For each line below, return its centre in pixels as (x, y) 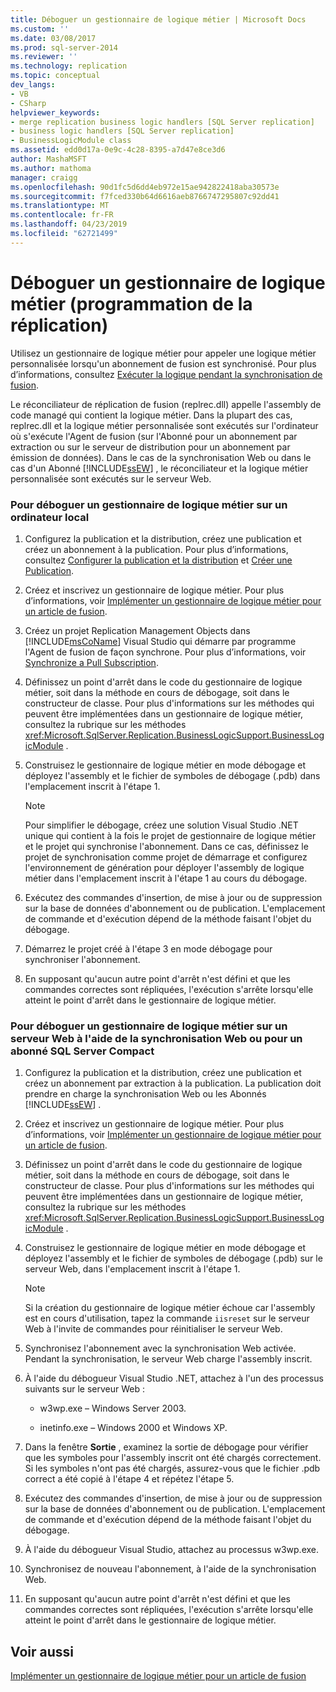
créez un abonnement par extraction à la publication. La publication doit (173, 1083)
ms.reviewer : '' (44, 57)
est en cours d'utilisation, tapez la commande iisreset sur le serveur (167, 1318)
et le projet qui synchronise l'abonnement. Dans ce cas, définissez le (166, 846)
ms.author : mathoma (51, 168)
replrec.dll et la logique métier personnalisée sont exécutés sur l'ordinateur (164, 425)
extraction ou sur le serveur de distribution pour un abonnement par (150, 447)
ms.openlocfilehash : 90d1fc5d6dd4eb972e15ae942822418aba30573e (145, 187)
